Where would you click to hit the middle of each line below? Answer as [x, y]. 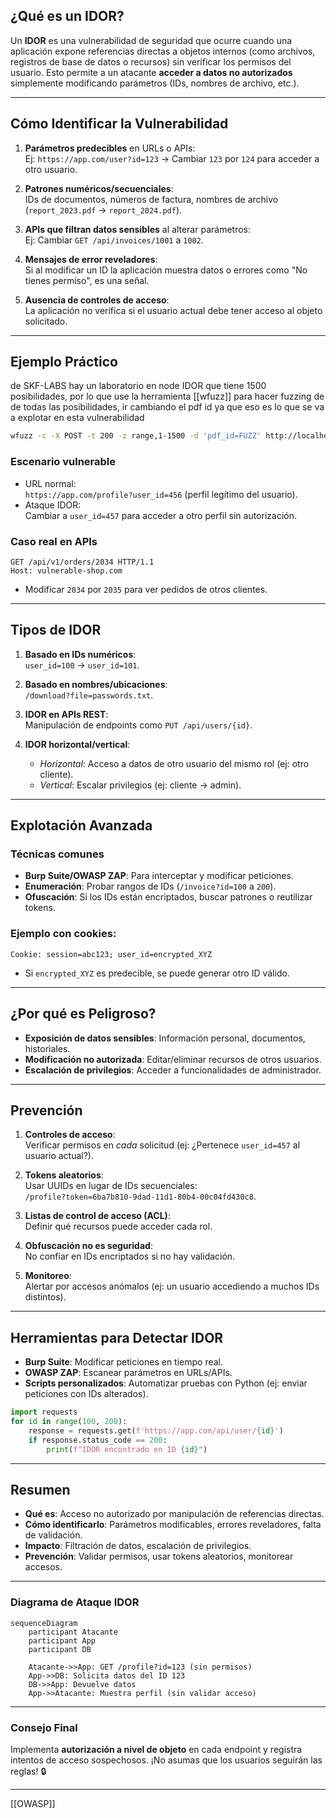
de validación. [53, 1535]
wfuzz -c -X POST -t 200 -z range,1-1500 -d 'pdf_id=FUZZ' [136, 436]
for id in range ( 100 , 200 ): [69, 1422]
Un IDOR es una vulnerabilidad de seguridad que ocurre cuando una [151, 40]
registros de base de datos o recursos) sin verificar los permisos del [151, 61]
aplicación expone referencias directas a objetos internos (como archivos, [163, 51]
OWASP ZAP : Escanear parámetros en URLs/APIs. [128, 1373]
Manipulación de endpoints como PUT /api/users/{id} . [138, 725]
